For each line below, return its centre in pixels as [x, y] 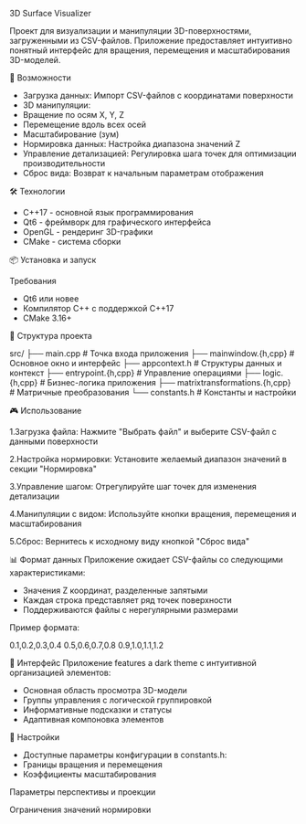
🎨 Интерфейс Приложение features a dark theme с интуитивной [133, 663]
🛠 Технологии [37, 191]
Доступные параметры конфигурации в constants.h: [125, 755]
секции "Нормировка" [53, 469]
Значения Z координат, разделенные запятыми [115, 590]
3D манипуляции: [57, 105]
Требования [33, 281]
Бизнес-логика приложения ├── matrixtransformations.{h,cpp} [169, 382]
